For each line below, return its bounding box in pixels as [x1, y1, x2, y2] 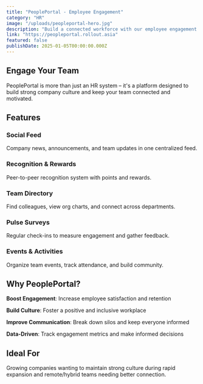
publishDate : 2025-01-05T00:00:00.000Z [6, 43, 108, 49]
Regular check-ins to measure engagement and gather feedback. [6, 232, 170, 239]
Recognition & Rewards [6, 160, 77, 168]
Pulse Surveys [6, 218, 50, 226]
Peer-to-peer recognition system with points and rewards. [6, 173, 152, 181]
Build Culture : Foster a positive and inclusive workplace [6, 306, 147, 314]
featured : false [6, 37, 47, 43]
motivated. [6, 95, 33, 102]
